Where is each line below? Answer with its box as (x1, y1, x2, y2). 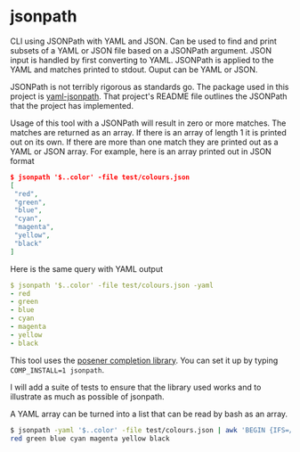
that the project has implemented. (10, 100, 134, 111)
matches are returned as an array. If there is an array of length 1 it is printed (10, 127, 288, 137)
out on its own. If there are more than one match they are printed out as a (10, 136, 279, 147)
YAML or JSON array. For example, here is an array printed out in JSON (10, 145, 272, 157)
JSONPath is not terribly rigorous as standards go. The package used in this (10, 81, 289, 92)
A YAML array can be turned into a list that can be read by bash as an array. (10, 408, 288, 419)
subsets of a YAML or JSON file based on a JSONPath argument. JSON (10, 45, 272, 55)
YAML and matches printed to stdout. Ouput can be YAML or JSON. (10, 64, 258, 75)
